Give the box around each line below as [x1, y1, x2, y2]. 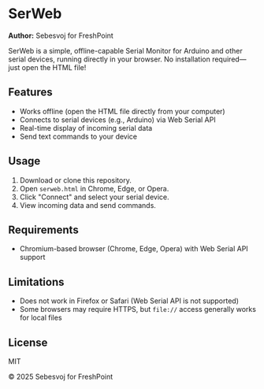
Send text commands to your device [19, 132, 138, 141]
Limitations [8, 275, 65, 288]
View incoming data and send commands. [19, 200, 156, 209]
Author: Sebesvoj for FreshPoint [8, 31, 114, 40]
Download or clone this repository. [19, 175, 132, 185]
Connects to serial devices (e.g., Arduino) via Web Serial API [19, 115, 216, 124]
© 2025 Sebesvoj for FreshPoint [8, 372, 113, 381]
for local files [19, 313, 62, 323]
